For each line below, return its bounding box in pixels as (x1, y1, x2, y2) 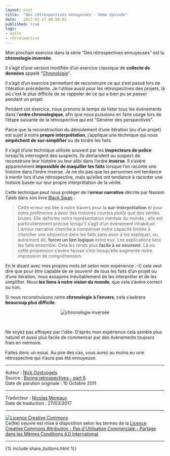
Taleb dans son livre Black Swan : (5, 195, 75, 201)
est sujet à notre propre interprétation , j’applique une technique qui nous (5, 132, 158, 138)
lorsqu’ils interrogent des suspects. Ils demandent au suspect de (5, 153, 140, 159)
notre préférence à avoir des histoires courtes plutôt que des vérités (17, 210, 160, 216)
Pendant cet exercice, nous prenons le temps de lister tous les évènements (5, 106, 162, 112)
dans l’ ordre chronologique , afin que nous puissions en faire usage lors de (5, 111, 162, 117)
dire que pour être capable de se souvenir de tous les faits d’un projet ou (5, 268, 157, 274)
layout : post (5, 7, 33, 13)
